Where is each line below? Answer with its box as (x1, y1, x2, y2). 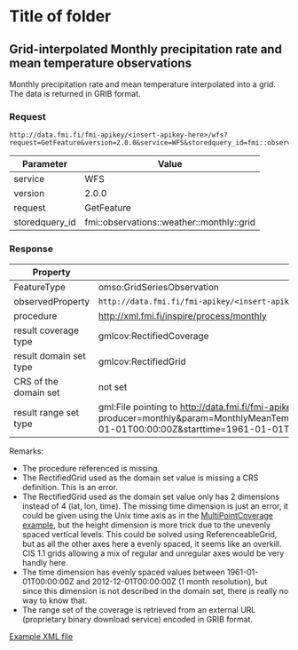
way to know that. (21, 595, 88, 606)
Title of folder (9, 6, 112, 27)
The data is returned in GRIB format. (9, 89, 141, 99)
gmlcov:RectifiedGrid (98, 355, 186, 368)
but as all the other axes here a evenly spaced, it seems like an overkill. (21, 538, 282, 549)
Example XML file (9, 630, 74, 641)
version (13, 187, 45, 200)
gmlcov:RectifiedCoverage (98, 329, 209, 342)
